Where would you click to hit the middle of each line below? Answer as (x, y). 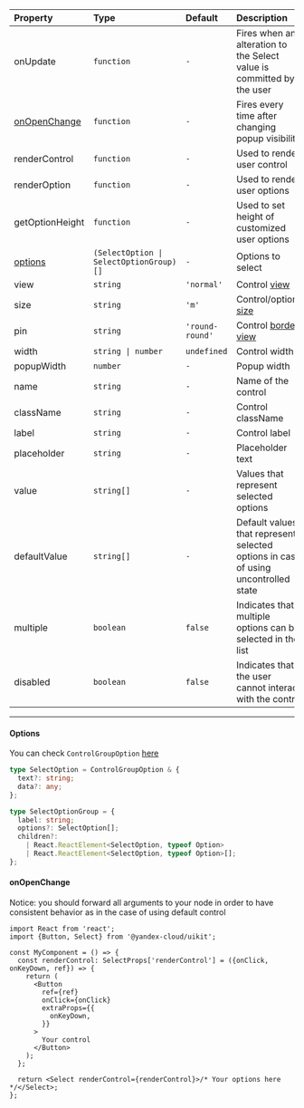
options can (261, 627)
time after (257, 116)
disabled (32, 682)
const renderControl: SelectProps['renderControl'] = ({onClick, (143, 961)
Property (33, 18)
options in (257, 556)
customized (261, 228)
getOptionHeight (49, 222)
